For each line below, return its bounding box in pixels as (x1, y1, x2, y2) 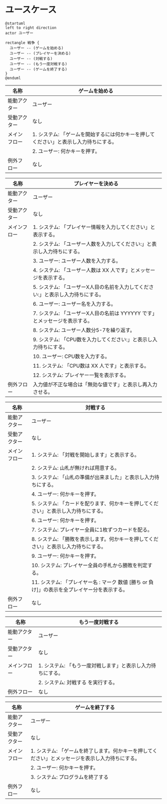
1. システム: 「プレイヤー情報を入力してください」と (33, 223, 156, 230)
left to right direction (5, 25, 57, 30)
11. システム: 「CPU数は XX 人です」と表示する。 (33, 362, 149, 369)
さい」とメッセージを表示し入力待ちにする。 (35, 755, 140, 762)
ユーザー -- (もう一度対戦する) (9, 61, 68, 66)
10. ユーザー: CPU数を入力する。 (33, 353, 110, 360)
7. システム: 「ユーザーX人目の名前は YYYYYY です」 (33, 310, 158, 317)
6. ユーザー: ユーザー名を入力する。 (33, 300, 116, 307)
